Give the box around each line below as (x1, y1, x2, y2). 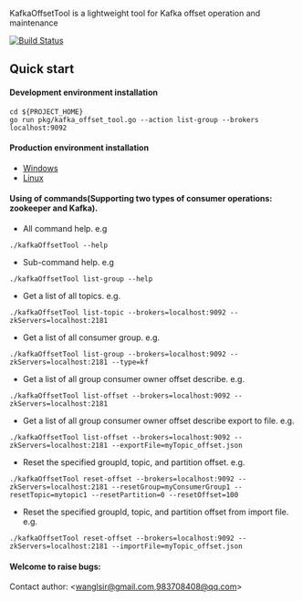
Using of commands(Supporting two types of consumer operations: (9, 193, 273, 204)
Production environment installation (9, 142, 149, 153)
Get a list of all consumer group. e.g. (22, 332, 161, 343)
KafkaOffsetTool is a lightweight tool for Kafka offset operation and (9, 8, 261, 18)
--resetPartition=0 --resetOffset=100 (90, 491, 239, 500)
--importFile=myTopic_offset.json (110, 542, 244, 551)
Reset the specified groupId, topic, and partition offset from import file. (22, 506, 289, 517)
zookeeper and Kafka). (9, 202, 99, 213)
